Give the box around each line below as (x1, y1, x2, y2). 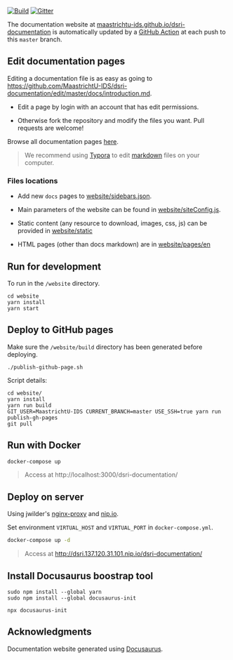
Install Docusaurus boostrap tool (7, 569, 153, 582)
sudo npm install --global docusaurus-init (7, 594, 137, 602)
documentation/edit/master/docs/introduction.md (7, 88, 151, 98)
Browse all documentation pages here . (7, 137, 119, 145)
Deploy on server (7, 491, 84, 503)
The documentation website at (7, 20, 96, 28)
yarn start (7, 305, 39, 312)
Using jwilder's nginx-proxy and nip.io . (7, 510, 119, 518)
